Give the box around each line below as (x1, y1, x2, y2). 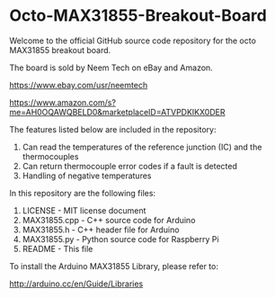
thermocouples (22, 150, 79, 162)
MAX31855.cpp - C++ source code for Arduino (22, 214, 196, 225)
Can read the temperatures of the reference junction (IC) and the (22, 141, 262, 152)
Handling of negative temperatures (22, 170, 152, 181)
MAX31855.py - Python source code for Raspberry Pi (22, 233, 219, 244)
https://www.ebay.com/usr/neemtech (9, 79, 148, 90)
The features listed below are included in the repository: (9, 123, 217, 135)
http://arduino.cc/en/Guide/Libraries (9, 278, 144, 289)
